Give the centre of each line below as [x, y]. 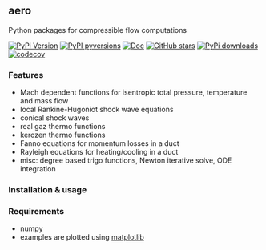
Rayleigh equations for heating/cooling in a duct [99, 152]
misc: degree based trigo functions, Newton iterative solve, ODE [126, 160]
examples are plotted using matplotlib [82, 237]
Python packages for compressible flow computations [97, 30]
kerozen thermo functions [62, 135]
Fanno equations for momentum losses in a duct [99, 143]
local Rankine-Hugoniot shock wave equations [97, 110]
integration [38, 169]
